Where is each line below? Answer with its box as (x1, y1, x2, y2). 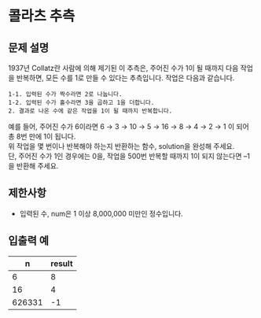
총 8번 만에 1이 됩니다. (8, 131, 76, 141)
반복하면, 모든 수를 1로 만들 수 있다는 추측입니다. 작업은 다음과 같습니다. (16, 73, 235, 83)
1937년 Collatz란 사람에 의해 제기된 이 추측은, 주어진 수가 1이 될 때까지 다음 (8, 64, 239, 72)
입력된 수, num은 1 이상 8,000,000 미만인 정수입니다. (19, 209, 183, 218)
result (50, 257, 73, 268)
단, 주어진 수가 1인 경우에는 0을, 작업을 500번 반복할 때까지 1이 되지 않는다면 (8, 151, 242, 161)
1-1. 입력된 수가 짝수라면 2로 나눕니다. (8, 91, 123, 98)
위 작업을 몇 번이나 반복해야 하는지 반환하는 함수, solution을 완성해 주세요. (8, 142, 235, 150)
